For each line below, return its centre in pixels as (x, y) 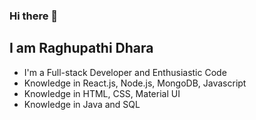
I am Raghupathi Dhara (81, 48)
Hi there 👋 (34, 16)
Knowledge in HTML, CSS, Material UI (102, 93)
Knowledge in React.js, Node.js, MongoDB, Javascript (135, 83)
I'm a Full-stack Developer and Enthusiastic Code (125, 72)
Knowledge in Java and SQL (82, 104)
